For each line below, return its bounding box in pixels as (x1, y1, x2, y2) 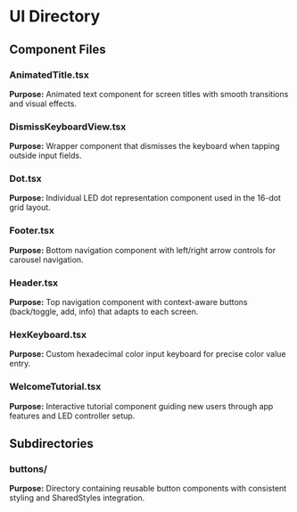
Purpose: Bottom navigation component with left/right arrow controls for (9, 244, 276, 255)
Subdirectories (9, 436, 94, 451)
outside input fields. (9, 150, 82, 161)
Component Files (9, 42, 106, 57)
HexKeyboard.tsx (9, 328, 87, 341)
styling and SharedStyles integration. (9, 492, 145, 503)
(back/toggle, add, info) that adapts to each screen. (9, 306, 199, 318)
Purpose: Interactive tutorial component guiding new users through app (9, 401, 274, 411)
